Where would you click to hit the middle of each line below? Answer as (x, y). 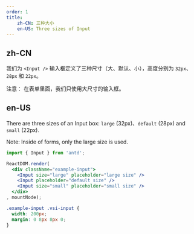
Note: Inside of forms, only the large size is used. (67, 142)
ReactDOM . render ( (28, 163)
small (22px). (23, 130)
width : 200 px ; (29, 214)
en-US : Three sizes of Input (54, 29)
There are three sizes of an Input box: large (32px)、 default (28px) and (96, 123)
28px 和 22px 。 (24, 76)
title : (15, 17)
